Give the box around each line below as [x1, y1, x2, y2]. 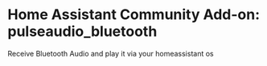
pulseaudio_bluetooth [7, 22, 158, 41]
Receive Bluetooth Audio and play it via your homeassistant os [7, 49, 214, 58]
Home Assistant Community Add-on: [7, 6, 261, 24]
